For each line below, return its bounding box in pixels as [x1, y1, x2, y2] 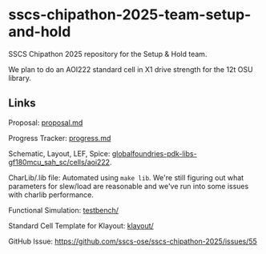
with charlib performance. [8, 190, 95, 200]
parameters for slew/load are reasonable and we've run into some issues [8, 181, 249, 191]
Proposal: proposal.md [8, 118, 83, 127]
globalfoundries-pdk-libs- [111, 148, 198, 158]
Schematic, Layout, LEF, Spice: [8, 148, 111, 158]
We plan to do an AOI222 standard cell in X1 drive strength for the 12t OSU [8, 64, 254, 74]
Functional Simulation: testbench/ [8, 205, 119, 215]
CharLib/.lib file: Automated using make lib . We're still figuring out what [8, 172, 244, 182]
